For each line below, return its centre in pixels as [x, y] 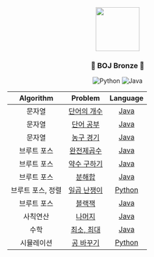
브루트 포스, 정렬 [36, 190]
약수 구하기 [85, 164]
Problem [85, 98]
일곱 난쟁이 [85, 190]
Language [127, 98]
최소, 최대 [86, 230]
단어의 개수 [85, 112]
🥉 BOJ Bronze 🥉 [118, 65]
